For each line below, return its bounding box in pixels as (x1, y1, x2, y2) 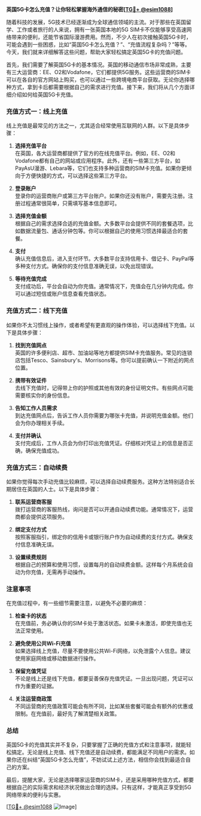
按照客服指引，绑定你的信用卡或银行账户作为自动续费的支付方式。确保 (14, 533, 188, 540)
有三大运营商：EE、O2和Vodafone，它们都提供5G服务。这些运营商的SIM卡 (6, 69, 191, 75)
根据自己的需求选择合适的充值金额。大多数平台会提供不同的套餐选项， (14, 220, 188, 227)
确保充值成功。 (25, 447, 63, 454)
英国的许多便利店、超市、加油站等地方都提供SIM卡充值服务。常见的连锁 (14, 349, 193, 356)
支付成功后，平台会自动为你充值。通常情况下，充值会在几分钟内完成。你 (14, 283, 193, 290)
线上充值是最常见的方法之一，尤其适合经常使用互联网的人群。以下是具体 (6, 122, 184, 129)
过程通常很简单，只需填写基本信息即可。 (20, 200, 120, 207)
